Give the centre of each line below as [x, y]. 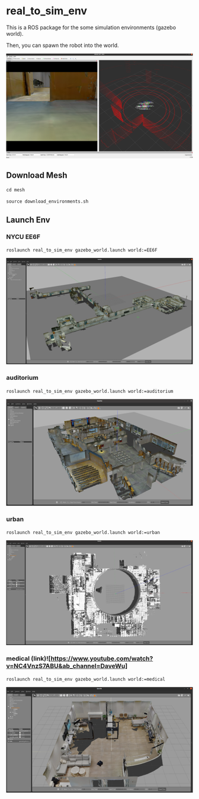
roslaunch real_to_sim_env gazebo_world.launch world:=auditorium [90, 391]
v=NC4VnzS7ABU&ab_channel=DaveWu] [67, 666]
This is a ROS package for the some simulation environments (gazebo [91, 27]
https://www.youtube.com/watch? [102, 658]
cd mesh [16, 190]
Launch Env [28, 220]
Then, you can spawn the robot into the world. [63, 45]
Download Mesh [37, 175]
